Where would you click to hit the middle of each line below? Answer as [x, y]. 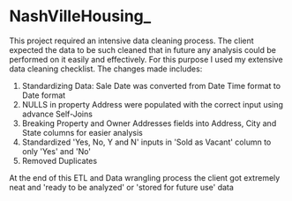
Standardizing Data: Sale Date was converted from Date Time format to [151, 86]
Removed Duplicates [60, 160]
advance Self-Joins [57, 114]
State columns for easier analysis [82, 132]
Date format [44, 95]
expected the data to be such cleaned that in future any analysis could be [142, 49]
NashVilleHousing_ [80, 16]
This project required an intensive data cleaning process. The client [131, 41]
